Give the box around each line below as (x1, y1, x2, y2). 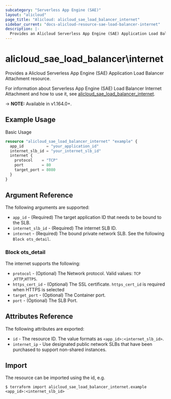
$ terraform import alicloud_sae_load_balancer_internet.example (5, 385, 147, 390)
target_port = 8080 (14, 167, 56, 172)
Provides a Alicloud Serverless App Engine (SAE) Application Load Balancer (5, 70, 164, 76)
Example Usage (5, 115, 56, 124)
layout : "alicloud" (5, 12, 47, 17)
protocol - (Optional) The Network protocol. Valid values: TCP (12, 270, 141, 276)
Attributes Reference (5, 312, 73, 321)
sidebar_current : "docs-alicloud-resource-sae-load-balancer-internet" (5, 21, 160, 27)
